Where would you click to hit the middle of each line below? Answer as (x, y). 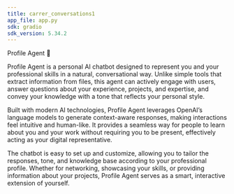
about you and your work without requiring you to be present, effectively (112, 132)
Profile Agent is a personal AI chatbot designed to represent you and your (113, 67)
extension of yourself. (38, 183)
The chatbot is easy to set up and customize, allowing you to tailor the (108, 153)
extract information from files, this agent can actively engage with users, (112, 82)
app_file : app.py (32, 20)
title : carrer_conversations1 (51, 14)
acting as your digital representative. (60, 140)
